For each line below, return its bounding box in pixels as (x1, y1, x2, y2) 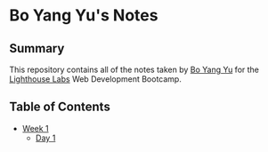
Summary (9, 41, 65, 56)
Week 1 (21, 123, 49, 133)
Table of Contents (9, 100, 111, 115)
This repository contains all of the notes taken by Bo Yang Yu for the (9, 64, 260, 75)
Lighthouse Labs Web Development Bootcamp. (9, 74, 183, 84)
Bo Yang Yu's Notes (9, 5, 158, 26)
